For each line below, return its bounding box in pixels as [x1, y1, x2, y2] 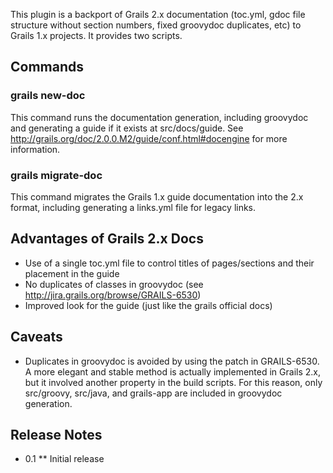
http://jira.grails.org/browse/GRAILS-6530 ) [24, 289, 202, 301]
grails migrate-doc [10, 168, 103, 182]
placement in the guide [24, 267, 120, 279]
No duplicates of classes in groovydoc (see [24, 278, 204, 290]
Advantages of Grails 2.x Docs [10, 230, 204, 248]
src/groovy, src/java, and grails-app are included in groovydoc [24, 387, 283, 399]
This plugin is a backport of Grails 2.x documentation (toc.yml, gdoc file [10, 9, 306, 20]
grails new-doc [10, 89, 86, 103]
